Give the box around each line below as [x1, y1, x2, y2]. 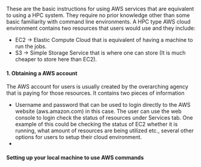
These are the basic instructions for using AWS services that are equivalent [6, 5, 194, 12]
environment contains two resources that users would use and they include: [6, 24, 196, 32]
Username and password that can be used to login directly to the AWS [15, 101, 191, 109]
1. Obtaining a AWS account [6, 69, 77, 77]
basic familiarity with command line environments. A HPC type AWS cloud [6, 18, 191, 25]
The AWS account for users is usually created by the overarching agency [6, 83, 189, 90]
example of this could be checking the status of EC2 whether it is [15, 121, 178, 128]
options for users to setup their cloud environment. [15, 134, 142, 141]
